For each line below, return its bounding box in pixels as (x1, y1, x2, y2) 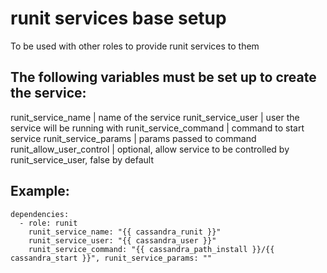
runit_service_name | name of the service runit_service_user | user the (10, 111, 300, 123)
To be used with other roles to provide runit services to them (10, 40, 260, 52)
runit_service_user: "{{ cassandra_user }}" (28, 235, 217, 246)
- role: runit (19, 218, 78, 228)
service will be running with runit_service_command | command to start (10, 122, 305, 134)
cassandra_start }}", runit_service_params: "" (10, 253, 213, 263)
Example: (10, 183, 70, 200)
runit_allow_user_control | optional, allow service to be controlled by (10, 143, 290, 155)
